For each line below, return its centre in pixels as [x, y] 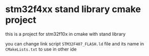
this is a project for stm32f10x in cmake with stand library [66, 34]
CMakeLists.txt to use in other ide [41, 49]
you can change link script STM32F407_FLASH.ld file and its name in [75, 43]
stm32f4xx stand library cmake [73, 9]
